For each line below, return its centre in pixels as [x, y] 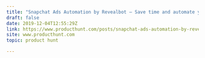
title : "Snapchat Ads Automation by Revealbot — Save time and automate [101, 12]
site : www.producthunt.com [41, 35]
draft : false [23, 18]
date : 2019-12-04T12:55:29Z [42, 23]
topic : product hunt [33, 40]
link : [13, 29]
